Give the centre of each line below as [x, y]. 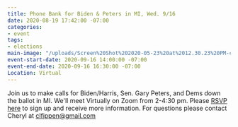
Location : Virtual [34, 73]
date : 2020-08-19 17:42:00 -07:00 [58, 20]
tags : [15, 40]
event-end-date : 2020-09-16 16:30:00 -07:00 [74, 66]
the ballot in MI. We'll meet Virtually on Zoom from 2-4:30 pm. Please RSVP [118, 100]
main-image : [25, 54]
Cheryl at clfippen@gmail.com [52, 115]
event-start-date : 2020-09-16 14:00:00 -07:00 [77, 60]
